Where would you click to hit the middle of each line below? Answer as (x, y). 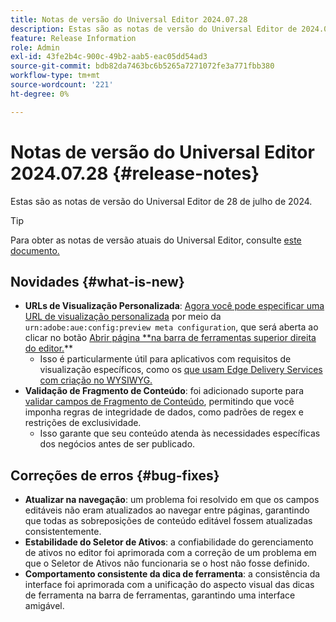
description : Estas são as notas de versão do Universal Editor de (154, 29)
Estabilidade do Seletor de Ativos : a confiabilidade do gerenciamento (169, 542)
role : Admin (35, 47)
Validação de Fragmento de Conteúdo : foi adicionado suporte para (164, 391)
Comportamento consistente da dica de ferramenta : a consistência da (172, 574)
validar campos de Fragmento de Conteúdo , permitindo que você (159, 402)
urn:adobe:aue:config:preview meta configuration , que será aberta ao (171, 327)
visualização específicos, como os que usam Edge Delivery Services (181, 370)
